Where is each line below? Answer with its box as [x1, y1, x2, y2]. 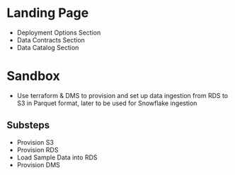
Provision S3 [16, 138, 55, 146]
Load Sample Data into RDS [16, 153, 98, 162]
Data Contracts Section [16, 35, 86, 44]
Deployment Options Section [16, 28, 101, 37]
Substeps [6, 119, 50, 131]
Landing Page [6, 5, 89, 21]
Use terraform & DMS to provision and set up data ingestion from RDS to [16, 91, 229, 99]
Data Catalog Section [16, 43, 79, 52]
